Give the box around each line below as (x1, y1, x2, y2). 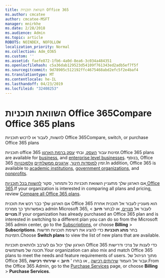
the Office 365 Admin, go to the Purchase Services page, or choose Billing (5, 263, 158, 269)
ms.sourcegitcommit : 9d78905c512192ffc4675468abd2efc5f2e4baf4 (5, 68, 139, 73)
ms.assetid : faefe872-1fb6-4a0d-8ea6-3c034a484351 (5, 58, 112, 63)
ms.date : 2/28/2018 (5, 26, 46, 31)
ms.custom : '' (5, 53, 35, 59)
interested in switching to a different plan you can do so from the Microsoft (5, 216, 158, 222)
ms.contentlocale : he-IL (5, 77, 56, 82)
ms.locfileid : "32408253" (5, 86, 58, 91)
